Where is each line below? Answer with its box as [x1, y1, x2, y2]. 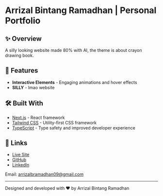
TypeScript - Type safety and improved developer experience [12, 125, 136, 131]
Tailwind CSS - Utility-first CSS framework [12, 119, 97, 126]
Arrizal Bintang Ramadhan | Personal [5, 5, 157, 16]
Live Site [12, 152, 30, 158]
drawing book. [5, 52, 34, 58]
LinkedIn [12, 162, 30, 168]
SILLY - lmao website [12, 84, 55, 90]
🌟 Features [5, 66, 38, 75]
